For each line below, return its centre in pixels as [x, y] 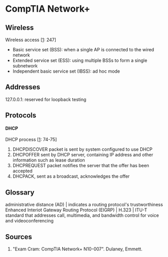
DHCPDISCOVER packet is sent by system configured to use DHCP [82, 149]
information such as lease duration [49, 160]
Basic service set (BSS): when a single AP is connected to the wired [83, 50]
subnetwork [25, 66]
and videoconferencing [30, 221]
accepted [23, 171]
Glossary [20, 192]
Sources [19, 237]
